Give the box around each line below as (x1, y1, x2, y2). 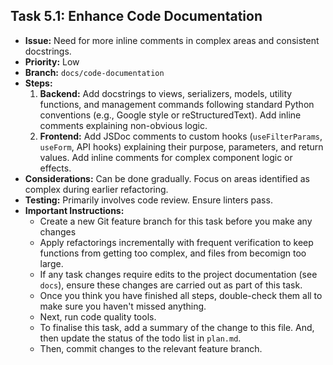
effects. (39, 162, 72, 174)
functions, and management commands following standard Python (39, 98, 315, 110)
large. (39, 257, 64, 269)
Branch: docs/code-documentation (24, 66, 165, 78)
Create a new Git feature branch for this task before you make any (39, 215, 313, 227)
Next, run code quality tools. (39, 310, 157, 323)
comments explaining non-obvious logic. (39, 119, 208, 131)
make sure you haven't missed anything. (39, 300, 207, 312)
